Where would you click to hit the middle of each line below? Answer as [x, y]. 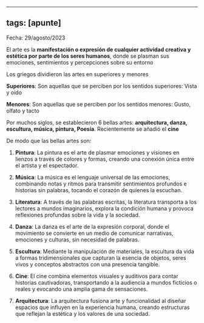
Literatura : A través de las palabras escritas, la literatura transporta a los [106, 202]
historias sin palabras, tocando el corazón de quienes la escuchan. [99, 190]
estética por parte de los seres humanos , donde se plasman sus [88, 56]
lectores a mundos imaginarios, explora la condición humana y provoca [104, 208]
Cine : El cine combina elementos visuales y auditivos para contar [97, 276]
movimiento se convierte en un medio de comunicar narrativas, [94, 233]
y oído [14, 92]
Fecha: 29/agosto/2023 [36, 38]
